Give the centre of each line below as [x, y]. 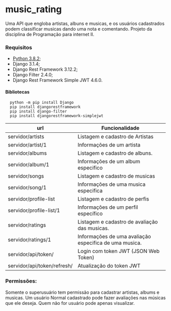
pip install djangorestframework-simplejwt [56, 116]
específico [90, 214]
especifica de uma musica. [110, 243]
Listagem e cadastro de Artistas [116, 137]
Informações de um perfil [108, 207]
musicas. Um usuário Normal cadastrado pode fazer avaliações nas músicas [85, 298]
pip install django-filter [38, 111]
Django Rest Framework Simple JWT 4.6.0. [58, 80]
